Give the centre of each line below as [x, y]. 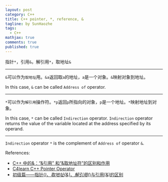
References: [17, 153]
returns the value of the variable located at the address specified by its [78, 123]
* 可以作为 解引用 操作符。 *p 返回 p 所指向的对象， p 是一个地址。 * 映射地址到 [79, 102]
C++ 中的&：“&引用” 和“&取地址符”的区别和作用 [61, 163]
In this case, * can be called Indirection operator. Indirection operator [79, 118]
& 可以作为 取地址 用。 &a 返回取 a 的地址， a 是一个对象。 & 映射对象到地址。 [77, 77]
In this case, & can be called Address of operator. [55, 87]
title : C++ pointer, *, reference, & [44, 19]
